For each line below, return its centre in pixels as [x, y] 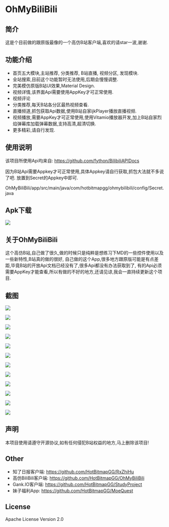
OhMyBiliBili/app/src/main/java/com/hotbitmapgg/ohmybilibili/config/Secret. [84, 188]
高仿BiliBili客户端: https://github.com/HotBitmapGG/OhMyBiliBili [78, 478]
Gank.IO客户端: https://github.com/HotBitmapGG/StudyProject [77, 484]
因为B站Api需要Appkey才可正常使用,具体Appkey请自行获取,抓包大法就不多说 [84, 171]
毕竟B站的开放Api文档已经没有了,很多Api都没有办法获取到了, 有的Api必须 [87, 266]
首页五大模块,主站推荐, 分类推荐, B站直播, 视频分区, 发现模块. [75, 73]
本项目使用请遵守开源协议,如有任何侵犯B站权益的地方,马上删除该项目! [77, 442]
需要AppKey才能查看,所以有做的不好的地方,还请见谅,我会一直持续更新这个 [81, 272]
